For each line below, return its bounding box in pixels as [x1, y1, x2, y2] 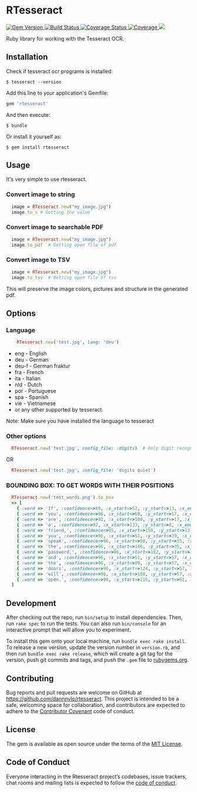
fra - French [14, 369, 44, 376]
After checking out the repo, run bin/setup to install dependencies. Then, [6, 614, 183, 621]
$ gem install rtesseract [6, 144, 69, 150]
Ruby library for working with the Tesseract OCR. [6, 35, 124, 42]
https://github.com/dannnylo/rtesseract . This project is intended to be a [6, 695, 179, 702]
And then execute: [6, 111, 50, 118]
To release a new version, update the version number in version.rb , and [6, 644, 181, 651]
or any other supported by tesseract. [14, 406, 104, 413]
